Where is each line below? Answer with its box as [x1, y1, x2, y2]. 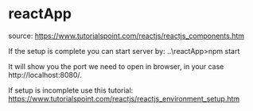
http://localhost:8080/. [8, 70, 82, 79]
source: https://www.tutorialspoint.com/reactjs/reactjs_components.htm [8, 31, 245, 40]
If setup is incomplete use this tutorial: [8, 85, 134, 95]
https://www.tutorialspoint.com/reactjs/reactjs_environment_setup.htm [8, 94, 240, 103]
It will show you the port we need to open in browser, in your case [8, 61, 224, 71]
